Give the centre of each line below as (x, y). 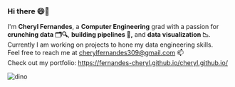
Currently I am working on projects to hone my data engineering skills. (110, 45)
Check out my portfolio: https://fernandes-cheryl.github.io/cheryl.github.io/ (117, 63)
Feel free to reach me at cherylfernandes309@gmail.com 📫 (95, 53)
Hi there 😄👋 (28, 11)
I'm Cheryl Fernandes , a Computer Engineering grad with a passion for (113, 27)
